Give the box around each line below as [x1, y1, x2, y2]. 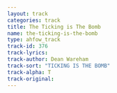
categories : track [7, 17, 61, 24]
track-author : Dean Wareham [7, 56, 89, 63]
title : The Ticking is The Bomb [7, 23, 101, 30]
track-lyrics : [7, 50, 49, 57]
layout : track [7, 10, 49, 17]
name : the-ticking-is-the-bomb [7, 29, 98, 37]
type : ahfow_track [7, 36, 61, 43]
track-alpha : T [7, 69, 52, 76]
